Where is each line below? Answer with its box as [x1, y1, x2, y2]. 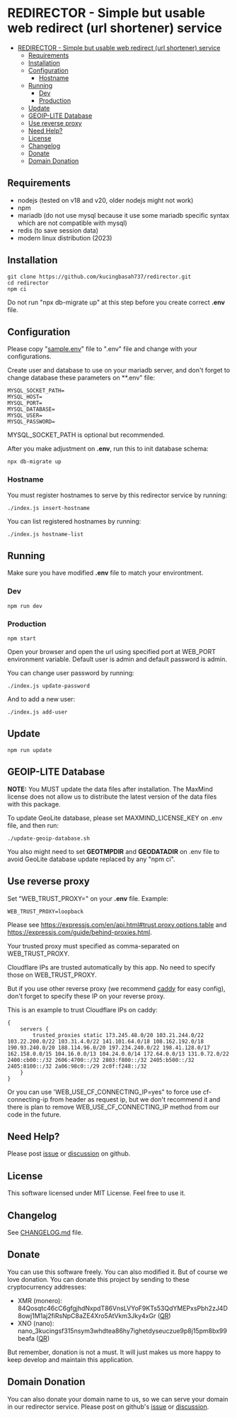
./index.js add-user [7, 709, 69, 716]
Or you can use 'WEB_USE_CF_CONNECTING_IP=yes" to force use [7, 1087, 202, 1096]
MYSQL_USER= [7, 412, 42, 419]
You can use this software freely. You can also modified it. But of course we [7, 1268, 228, 1276]
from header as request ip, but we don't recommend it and [50, 1095, 221, 1104]
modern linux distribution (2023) [17, 233, 112, 242]
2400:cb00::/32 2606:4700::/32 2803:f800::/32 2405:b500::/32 [7, 1056, 195, 1063]
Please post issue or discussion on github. [7, 1149, 131, 1158]
